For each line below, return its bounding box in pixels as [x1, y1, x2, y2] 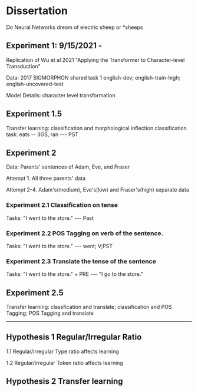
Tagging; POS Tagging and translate [6, 309, 94, 317]
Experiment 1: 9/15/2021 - [6, 41, 102, 51]
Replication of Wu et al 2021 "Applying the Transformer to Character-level [6, 56, 185, 63]
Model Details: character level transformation [6, 91, 116, 98]
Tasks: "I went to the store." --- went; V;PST [6, 242, 113, 249]
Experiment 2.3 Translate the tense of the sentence [6, 257, 156, 265]
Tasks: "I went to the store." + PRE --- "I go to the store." [6, 271, 143, 278]
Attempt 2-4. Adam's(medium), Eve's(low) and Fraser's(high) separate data [6, 186, 190, 193]
